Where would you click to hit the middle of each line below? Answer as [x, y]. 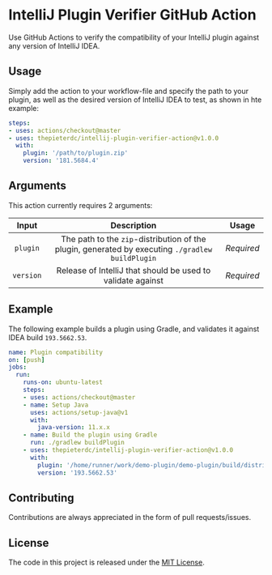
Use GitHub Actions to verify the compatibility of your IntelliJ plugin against [134, 37]
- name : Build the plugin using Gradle [90, 435]
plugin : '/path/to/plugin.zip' [76, 153]
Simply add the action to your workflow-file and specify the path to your [129, 91]
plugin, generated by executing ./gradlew [134, 249]
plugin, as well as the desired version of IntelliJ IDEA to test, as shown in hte [135, 100]
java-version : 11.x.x [74, 428]
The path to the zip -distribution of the [133, 239]
